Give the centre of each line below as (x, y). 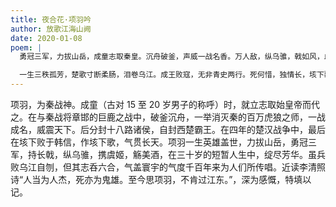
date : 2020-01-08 (46, 38)
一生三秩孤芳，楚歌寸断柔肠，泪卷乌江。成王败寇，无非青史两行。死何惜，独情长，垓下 (172, 75)
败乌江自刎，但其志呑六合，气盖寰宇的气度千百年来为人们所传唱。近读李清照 (168, 167)
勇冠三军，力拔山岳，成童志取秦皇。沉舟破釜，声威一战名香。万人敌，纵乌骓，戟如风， (172, 57)
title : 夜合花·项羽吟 (51, 19)
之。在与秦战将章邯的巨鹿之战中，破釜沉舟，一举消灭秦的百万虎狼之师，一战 (168, 117)
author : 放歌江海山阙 (51, 29)
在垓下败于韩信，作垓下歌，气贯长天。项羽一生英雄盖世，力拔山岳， (150, 142)
